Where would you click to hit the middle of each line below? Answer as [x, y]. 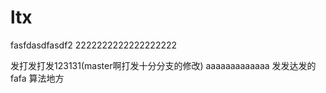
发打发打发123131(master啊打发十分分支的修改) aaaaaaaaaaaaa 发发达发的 [163, 65]
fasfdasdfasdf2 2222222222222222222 [94, 45]
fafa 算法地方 [37, 78]
